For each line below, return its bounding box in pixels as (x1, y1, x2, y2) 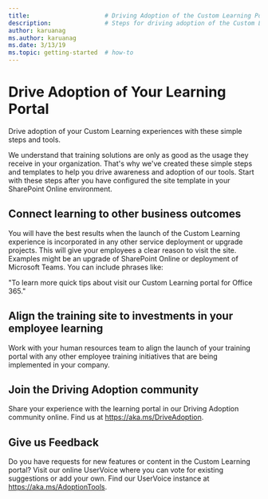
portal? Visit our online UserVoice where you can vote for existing (8, 466, 224, 475)
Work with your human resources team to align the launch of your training (8, 343, 250, 352)
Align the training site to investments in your (8, 309, 234, 323)
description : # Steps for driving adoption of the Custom (8, 19, 255, 27)
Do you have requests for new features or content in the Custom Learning (8, 457, 251, 466)
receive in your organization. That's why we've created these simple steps (8, 159, 253, 168)
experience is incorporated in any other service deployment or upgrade (8, 237, 243, 246)
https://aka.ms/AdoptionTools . (8, 482, 108, 492)
